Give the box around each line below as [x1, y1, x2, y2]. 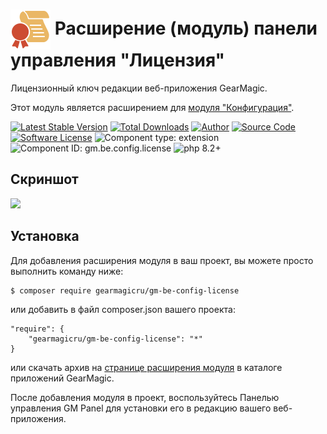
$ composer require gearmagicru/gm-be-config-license [10, 285, 240, 296]
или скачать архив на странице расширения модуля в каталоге [10, 361, 283, 373]
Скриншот [10, 171, 79, 188]
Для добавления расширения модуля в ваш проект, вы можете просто [10, 254, 314, 266]
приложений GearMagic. [10, 372, 115, 384]
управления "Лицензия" [10, 49, 226, 72]
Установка [10, 228, 80, 245]
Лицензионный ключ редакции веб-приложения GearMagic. [10, 82, 268, 94]
